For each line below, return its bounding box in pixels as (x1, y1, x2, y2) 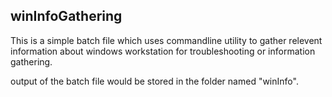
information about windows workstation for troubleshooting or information (10, 45, 316, 57)
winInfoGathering (10, 8, 123, 25)
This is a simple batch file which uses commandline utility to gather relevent (10, 34, 323, 46)
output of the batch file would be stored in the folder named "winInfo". (10, 75, 299, 87)
